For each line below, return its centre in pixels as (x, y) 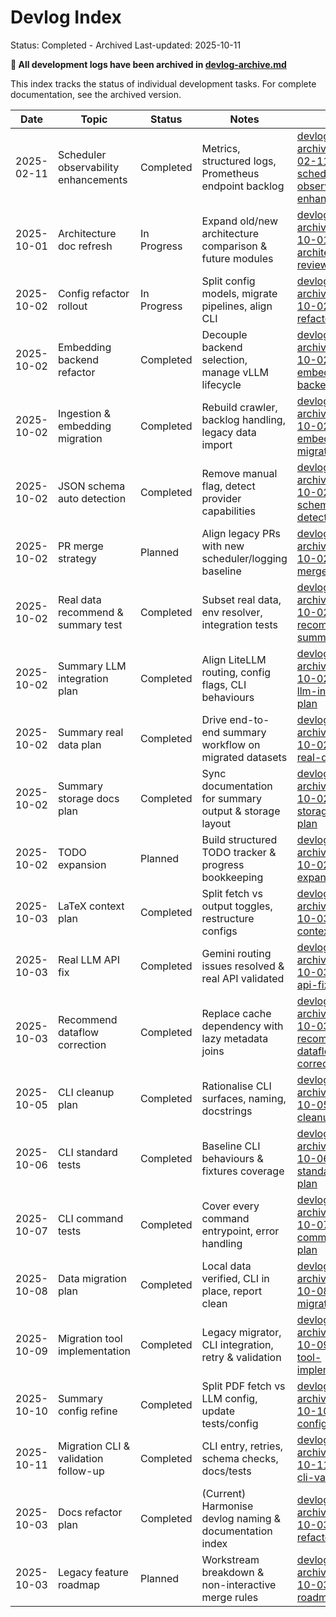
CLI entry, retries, (242, 1446)
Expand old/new (239, 221)
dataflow (78, 1032)
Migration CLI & (94, 1446)
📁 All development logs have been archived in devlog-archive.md (148, 64)
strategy (77, 558)
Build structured (239, 839)
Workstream (230, 1559)
